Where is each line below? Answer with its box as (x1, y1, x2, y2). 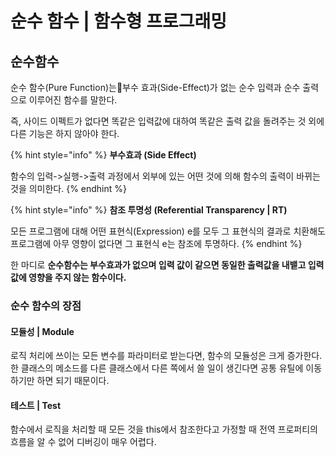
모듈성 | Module (10, 325, 75, 337)
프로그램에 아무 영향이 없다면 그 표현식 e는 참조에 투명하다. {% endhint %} (10, 238, 303, 249)
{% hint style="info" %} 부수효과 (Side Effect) (10, 149, 197, 161)
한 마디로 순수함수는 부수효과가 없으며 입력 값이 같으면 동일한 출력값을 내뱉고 (10, 259, 307, 271)
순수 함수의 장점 (10, 298, 82, 312)
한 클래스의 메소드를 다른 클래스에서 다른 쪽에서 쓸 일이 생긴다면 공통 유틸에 (10, 362, 304, 374)
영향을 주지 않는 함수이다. (28, 272, 127, 283)
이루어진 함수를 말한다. (28, 94, 118, 106)
